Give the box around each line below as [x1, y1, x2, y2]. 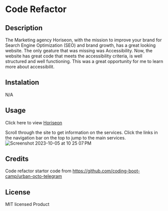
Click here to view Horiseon [5, 119, 63, 125]
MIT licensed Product [5, 201, 50, 207]
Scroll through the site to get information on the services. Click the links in [5, 129, 158, 135]
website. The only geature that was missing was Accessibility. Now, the [5, 48, 153, 53]
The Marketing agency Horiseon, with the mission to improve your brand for [5, 37, 162, 43]
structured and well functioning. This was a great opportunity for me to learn [5, 58, 163, 64]
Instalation [5, 78, 39, 87]
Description [5, 24, 43, 32]
